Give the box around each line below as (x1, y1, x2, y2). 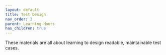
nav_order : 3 (5, 16, 33, 21)
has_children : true (5, 26, 46, 31)
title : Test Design (5, 12, 46, 17)
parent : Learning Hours (5, 21, 55, 26)
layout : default (5, 7, 39, 12)
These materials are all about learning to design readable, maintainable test (5, 39, 161, 45)
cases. (5, 45, 19, 51)
